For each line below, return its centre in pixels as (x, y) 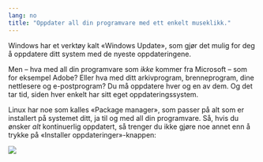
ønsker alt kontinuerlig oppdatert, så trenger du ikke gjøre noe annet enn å (130, 126)
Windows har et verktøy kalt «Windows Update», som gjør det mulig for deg (131, 45)
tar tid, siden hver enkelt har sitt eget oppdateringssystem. (103, 94)
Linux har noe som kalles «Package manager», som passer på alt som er (126, 109)
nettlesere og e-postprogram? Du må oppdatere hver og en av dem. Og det (130, 86)
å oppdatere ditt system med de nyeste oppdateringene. (100, 54)
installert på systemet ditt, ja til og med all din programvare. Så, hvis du (124, 118)
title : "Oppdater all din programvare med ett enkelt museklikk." (120, 23)
